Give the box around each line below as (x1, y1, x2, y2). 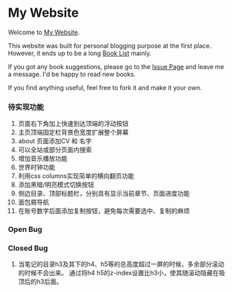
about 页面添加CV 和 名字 (17, 137, 92, 145)
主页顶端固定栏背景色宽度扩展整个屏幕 (17, 128, 129, 137)
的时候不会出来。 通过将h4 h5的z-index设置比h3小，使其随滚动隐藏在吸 (17, 269, 226, 277)
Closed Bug (8, 243, 48, 253)
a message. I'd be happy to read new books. (8, 70, 136, 78)
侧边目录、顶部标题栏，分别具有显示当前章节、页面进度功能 (17, 189, 190, 198)
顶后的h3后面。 (17, 277, 63, 286)
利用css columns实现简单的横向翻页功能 (17, 172, 135, 180)
